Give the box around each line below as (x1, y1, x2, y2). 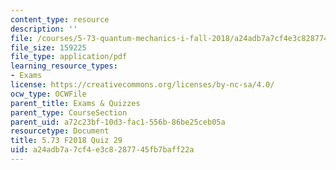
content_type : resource (10, 14, 110, 25)
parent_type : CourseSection (10, 107, 128, 118)
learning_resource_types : (10, 61, 118, 71)
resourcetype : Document (10, 126, 110, 136)
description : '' (10, 24, 78, 34)
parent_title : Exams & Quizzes (10, 98, 141, 108)
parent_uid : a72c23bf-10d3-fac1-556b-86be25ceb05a (10, 117, 226, 127)
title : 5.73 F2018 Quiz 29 (10, 136, 123, 146)
